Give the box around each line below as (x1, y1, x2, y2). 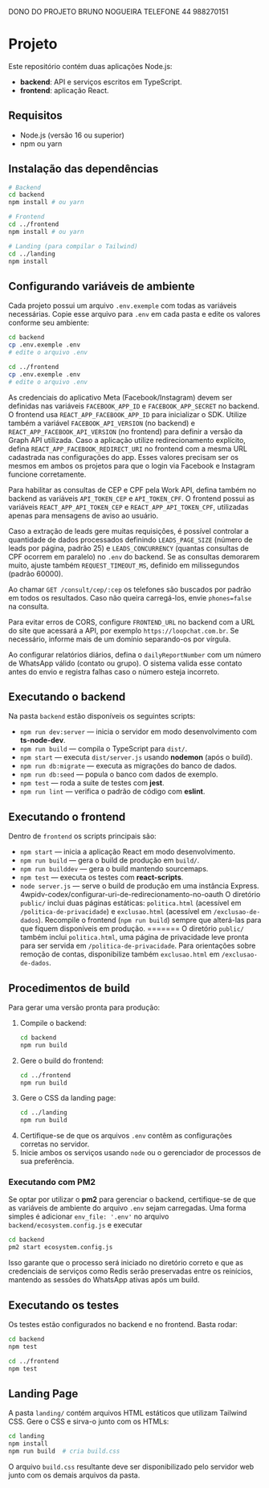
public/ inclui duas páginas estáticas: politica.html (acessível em (19, 898, 242, 908)
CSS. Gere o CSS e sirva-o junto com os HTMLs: (8, 1416, 169, 1426)
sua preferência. (19, 1157, 75, 1166)
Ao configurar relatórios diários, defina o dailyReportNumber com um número (8, 650, 262, 659)
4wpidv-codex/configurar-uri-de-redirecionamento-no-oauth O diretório (19, 890, 261, 900)
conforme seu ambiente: (8, 318, 90, 328)
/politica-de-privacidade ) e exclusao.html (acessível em (19, 907, 212, 916)
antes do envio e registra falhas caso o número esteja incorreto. (8, 666, 220, 676)
